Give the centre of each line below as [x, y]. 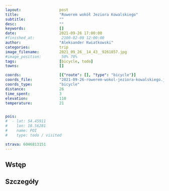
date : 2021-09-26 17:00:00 [54, 33]
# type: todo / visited [33, 135]
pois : [11, 117]
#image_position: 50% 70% [41, 57]
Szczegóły [22, 182]
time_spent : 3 [33, 93]
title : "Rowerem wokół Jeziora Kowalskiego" [72, 15]
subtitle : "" [35, 19]
